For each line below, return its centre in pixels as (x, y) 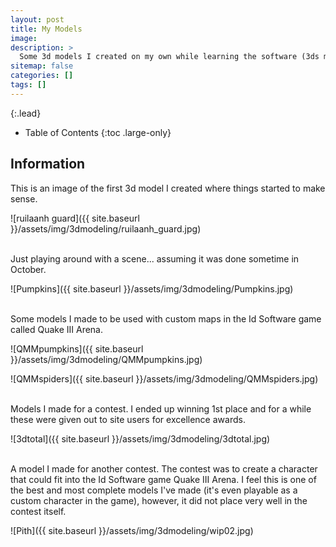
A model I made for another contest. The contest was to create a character (164, 468)
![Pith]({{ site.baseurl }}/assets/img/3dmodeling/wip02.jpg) (132, 530)
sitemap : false (42, 66)
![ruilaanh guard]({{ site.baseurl (75, 218)
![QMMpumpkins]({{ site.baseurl (77, 348)
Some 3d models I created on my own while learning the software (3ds (169, 57)
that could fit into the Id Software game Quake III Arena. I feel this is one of (163, 479)
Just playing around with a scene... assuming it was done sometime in (155, 258)
